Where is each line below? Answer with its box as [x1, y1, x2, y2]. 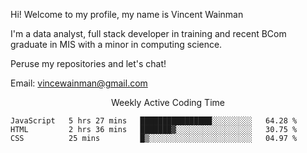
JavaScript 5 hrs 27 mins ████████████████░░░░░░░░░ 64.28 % [10, 116, 298, 126]
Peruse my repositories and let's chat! [10, 58, 167, 69]
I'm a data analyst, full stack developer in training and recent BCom [10, 28, 287, 39]
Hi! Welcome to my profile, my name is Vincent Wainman [10, 9, 244, 20]
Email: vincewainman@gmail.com [10, 77, 148, 89]
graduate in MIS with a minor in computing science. [10, 39, 223, 50]
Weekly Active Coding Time [111, 97, 225, 108]
